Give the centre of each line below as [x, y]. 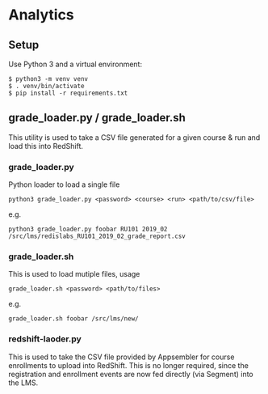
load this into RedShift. [46, 146]
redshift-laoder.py [45, 339]
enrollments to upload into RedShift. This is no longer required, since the [128, 365]
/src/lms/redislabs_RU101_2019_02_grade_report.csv [97, 236]
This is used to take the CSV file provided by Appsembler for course [121, 357]
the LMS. [23, 383]
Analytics [41, 15]
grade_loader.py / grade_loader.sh [97, 118]
